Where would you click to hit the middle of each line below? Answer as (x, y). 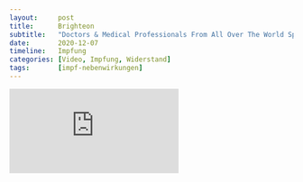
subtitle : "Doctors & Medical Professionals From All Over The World (147, 34)
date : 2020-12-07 (54, 43)
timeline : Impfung (48, 51)
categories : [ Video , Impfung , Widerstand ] (90, 59)
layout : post (42, 18)
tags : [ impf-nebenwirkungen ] (76, 68)
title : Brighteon (52, 26)
